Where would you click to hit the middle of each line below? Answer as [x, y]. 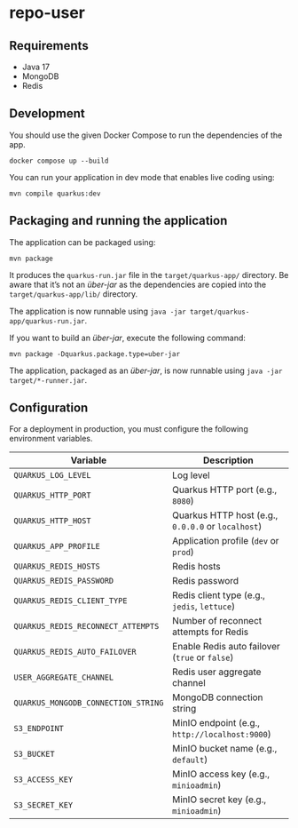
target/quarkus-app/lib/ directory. [74, 294]
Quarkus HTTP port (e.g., [225, 490]
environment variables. [51, 439]
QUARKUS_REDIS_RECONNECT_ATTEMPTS [86, 626]
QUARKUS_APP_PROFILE [57, 546]
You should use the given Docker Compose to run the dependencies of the [146, 135]
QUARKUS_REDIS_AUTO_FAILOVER [75, 652]
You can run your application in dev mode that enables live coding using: [142, 177]
